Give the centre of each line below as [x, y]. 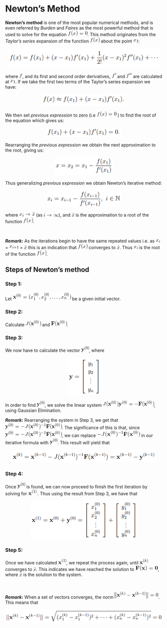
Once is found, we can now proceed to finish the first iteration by [77, 486]
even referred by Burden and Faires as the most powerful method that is [79, 28]
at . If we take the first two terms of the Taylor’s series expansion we [78, 82]
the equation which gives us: [35, 120]
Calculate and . [37, 325]
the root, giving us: [24, 150]
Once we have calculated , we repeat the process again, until [72, 562]
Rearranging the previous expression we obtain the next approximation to [81, 145]
